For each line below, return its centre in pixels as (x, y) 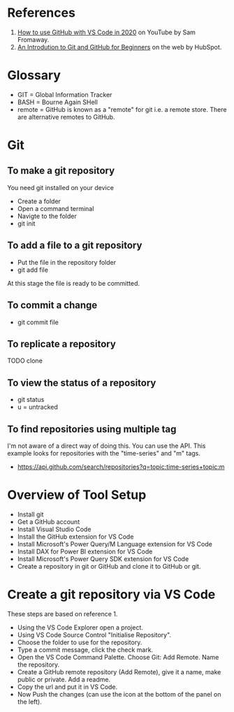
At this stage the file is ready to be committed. (73, 283)
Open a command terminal (56, 208)
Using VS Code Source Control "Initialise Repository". (94, 634)
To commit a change (52, 305)
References (41, 13)
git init (26, 223)
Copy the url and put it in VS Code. (67, 687)
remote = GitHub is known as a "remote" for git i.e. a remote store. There (122, 109)
